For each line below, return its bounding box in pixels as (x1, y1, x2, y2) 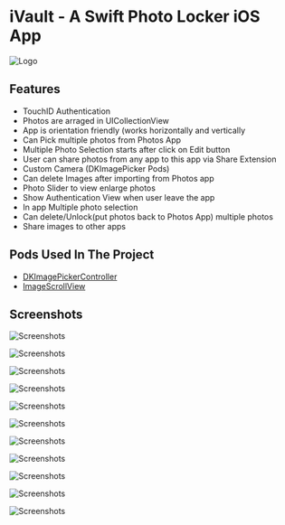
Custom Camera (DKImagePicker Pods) (22, 163, 170, 173)
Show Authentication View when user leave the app (22, 192, 215, 202)
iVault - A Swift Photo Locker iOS (9, 6, 261, 27)
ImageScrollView (22, 280, 86, 291)
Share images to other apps (22, 220, 127, 231)
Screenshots (9, 306, 83, 322)
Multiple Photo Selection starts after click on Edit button (22, 144, 231, 155)
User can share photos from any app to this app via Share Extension (22, 154, 278, 164)
